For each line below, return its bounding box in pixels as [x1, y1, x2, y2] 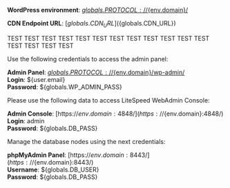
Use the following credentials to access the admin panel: [7, 54, 169, 63]
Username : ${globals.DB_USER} [7, 165, 99, 174]
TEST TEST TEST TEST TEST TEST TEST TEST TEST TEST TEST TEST [7, 34, 210, 42]
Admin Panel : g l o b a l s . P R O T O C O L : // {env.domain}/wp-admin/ [7, 68, 185, 76]
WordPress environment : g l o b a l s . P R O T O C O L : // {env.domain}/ [7, 6, 189, 14]
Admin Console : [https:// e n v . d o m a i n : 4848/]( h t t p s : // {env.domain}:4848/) [7, 109, 224, 118]
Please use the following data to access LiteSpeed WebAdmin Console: [7, 96, 210, 104]
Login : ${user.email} [7, 75, 66, 83]
